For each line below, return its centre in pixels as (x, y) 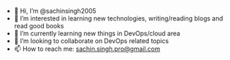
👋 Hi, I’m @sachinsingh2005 (55, 11)
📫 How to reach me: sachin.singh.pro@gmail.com (87, 49)
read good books (39, 26)
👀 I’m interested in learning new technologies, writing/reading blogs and (119, 18)
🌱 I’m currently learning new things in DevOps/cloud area (97, 33)
